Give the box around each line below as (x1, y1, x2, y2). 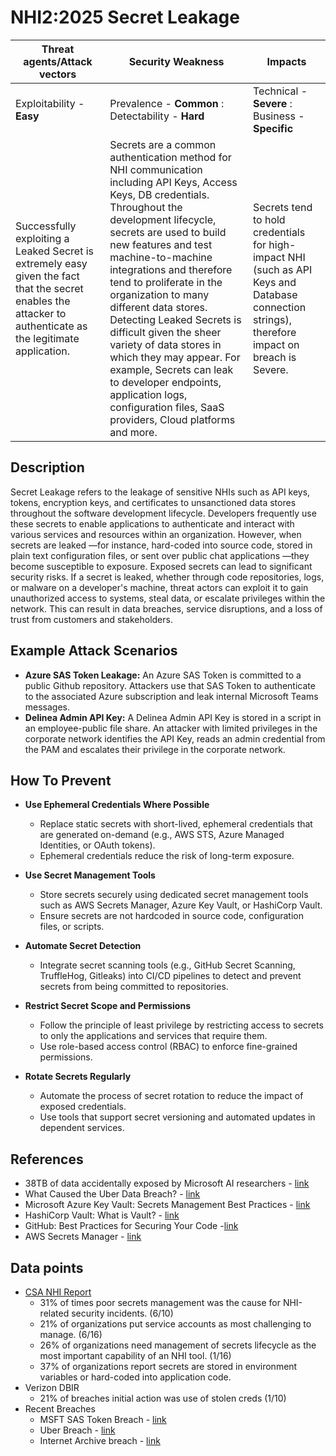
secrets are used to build (109, 225, 227, 239)
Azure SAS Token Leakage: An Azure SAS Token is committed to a (24, 669, 302, 681)
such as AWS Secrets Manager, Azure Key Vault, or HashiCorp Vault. (39, 899, 323, 911)
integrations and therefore (109, 262, 233, 276)
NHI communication (109, 162, 203, 176)
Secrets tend (252, 200, 313, 214)
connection (252, 300, 307, 314)
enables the (15, 294, 71, 308)
